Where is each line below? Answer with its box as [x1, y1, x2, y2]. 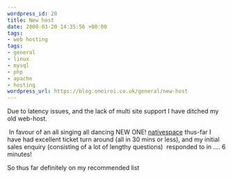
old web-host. [7, 114, 47, 123]
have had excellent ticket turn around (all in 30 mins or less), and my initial [7, 135, 220, 143]
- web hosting [7, 36, 49, 43]
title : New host [7, 17, 54, 24]
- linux [7, 56, 30, 63]
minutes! [7, 150, 33, 159]
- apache [7, 75, 33, 82]
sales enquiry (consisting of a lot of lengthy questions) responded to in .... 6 [7, 143, 226, 151]
